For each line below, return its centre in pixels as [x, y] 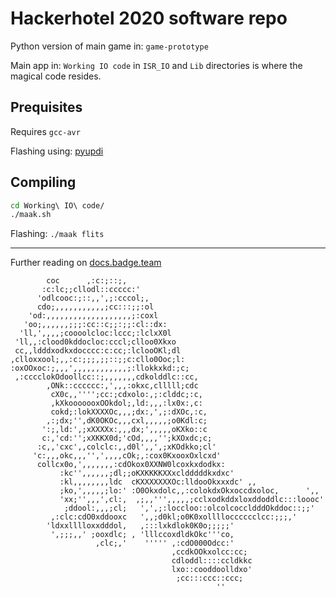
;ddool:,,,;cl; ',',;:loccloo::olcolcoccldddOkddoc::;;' [189, 508]
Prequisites [46, 107]
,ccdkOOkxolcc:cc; [209, 552]
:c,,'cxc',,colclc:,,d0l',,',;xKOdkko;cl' [126, 447]
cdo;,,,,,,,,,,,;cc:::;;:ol [95, 307]
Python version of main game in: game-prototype [109, 46]
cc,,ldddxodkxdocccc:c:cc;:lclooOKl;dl [98, 351]
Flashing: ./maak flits [57, 234]
